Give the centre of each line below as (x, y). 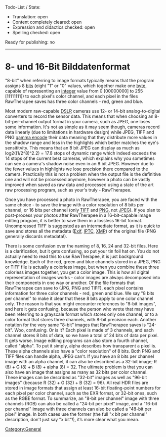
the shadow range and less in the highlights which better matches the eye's (82, 143)
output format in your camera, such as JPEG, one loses (94, 121)
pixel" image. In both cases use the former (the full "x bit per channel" (76, 414)
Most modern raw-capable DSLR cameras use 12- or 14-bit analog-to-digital (83, 111)
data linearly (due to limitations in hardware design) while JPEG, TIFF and (80, 132)
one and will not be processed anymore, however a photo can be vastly (78, 179)
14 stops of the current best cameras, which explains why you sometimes (80, 158)
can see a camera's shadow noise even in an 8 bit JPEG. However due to (80, 163)
